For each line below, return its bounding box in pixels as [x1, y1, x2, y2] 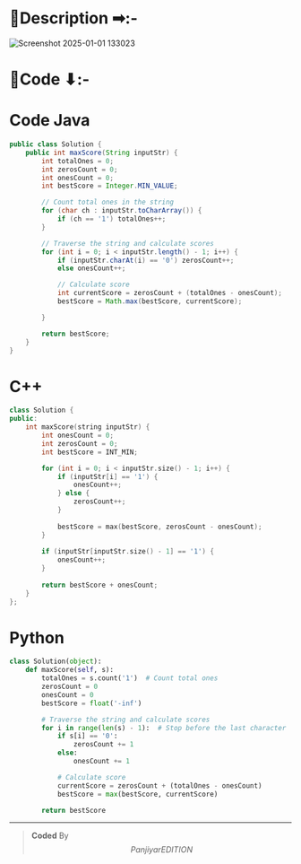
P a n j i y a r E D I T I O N [130, 844, 193, 855]
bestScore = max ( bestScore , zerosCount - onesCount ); [56, 522, 262, 531]
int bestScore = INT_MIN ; [41, 448, 139, 457]
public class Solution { [9, 140, 102, 149]
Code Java [9, 110, 90, 131]
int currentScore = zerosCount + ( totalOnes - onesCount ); [56, 289, 282, 298]
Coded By [30, 830, 69, 842]
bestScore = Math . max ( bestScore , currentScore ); [56, 297, 243, 306]
